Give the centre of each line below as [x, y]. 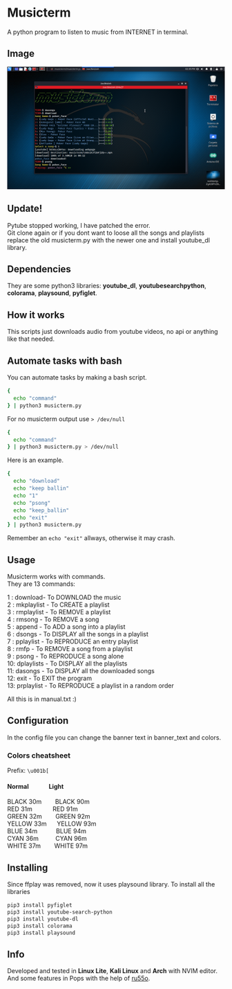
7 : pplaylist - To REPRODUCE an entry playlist [73, 641]
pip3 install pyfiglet [40, 905]
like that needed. [31, 339]
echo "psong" [32, 503]
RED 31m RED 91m [42, 809]
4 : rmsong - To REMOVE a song [53, 620]
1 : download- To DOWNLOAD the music [64, 598]
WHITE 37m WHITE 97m [48, 846]
